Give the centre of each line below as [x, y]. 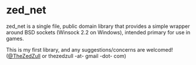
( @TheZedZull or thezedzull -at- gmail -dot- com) [66, 56]
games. [15, 38]
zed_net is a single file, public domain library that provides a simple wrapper [98, 26]
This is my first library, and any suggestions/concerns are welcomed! [89, 49]
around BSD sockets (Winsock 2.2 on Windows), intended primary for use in [98, 32]
